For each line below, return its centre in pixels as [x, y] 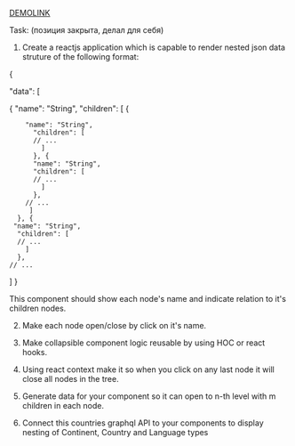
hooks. [34, 352]
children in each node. [63, 405]
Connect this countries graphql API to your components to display [143, 423]
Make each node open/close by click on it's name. [114, 325]
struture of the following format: [80, 57]
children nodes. [38, 308]
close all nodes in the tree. [70, 379]
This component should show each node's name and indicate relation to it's [148, 299]
